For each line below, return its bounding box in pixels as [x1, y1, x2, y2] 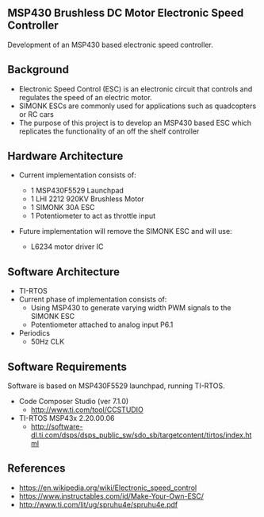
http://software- [30, 422, 83, 432]
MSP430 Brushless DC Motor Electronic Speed [7, 6, 244, 20]
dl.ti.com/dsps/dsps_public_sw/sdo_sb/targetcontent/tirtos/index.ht [30, 430, 252, 440]
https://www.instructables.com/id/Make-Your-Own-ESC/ [18, 491, 204, 500]
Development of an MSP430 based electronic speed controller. [7, 40, 213, 49]
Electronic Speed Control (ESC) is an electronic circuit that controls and [18, 84, 253, 94]
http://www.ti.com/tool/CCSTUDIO [30, 405, 143, 414]
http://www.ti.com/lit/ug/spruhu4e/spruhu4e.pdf [18, 500, 178, 509]
